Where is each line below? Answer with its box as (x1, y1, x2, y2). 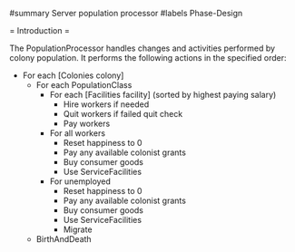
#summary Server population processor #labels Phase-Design (9, 8, 243, 18)
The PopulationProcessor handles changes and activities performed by (9, 43, 275, 53)
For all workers (49, 128, 106, 139)
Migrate (63, 224, 93, 235)
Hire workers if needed (63, 99, 150, 110)
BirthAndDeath (35, 234, 93, 244)
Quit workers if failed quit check (63, 109, 183, 119)
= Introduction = (9, 25, 70, 35)
